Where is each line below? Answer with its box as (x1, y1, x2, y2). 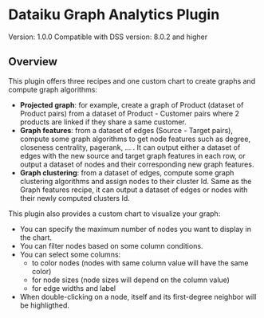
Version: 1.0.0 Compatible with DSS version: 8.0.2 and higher (8, 32, 208, 41)
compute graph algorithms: (8, 84, 98, 94)
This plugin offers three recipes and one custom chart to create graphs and (8, 76, 256, 85)
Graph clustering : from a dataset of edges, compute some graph (19, 167, 234, 177)
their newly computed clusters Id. (19, 193, 130, 202)
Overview (8, 55, 58, 69)
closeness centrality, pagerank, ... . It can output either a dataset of (19, 142, 241, 152)
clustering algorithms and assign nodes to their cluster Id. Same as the (19, 176, 252, 186)
